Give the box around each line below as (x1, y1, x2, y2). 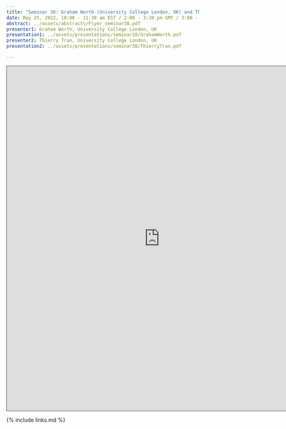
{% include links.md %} (6, 416, 66, 423)
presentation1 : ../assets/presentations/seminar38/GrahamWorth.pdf (6, 32, 182, 38)
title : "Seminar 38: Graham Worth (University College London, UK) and (6, 9, 193, 15)
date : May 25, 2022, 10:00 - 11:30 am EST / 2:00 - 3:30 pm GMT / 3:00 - (6, 15, 199, 21)
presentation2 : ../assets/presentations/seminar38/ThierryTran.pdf (6, 44, 182, 50)
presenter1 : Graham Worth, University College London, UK (6, 26, 157, 32)
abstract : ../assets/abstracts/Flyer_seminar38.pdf (6, 20, 141, 26)
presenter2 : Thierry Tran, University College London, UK (6, 37, 157, 44)
